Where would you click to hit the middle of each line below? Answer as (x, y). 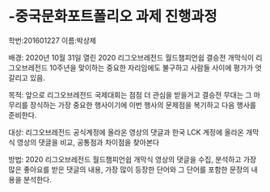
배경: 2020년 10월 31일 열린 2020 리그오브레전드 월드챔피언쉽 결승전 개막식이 (131, 57)
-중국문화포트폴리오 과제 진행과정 (113, 17)
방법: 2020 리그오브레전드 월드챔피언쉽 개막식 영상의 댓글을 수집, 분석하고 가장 (133, 159)
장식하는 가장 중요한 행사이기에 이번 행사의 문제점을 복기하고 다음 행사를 (143, 105)
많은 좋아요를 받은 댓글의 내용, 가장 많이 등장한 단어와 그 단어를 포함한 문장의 (129, 169)
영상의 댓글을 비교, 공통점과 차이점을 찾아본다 (88, 142)
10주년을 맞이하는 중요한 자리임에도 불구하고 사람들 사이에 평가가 (151, 67)
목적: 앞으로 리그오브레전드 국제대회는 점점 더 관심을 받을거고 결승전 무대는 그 (130, 94)
